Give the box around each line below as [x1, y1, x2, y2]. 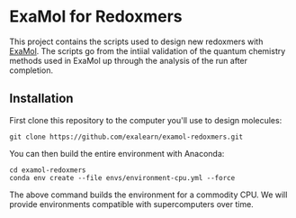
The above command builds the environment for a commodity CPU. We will [9, 189, 288, 200]
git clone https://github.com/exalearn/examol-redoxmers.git [9, 132, 244, 141]
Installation [9, 91, 74, 106]
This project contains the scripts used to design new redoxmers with [9, 36, 264, 47]
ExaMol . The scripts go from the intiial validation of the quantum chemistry [9, 45, 286, 56]
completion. [9, 65, 54, 76]
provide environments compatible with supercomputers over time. [9, 198, 254, 209]
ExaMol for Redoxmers [9, 6, 183, 27]
